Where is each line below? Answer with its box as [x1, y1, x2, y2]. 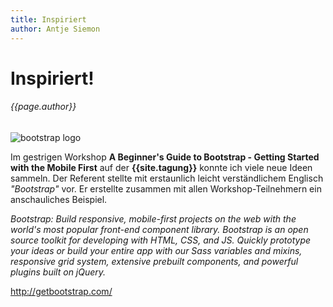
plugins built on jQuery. [10, 266, 107, 278]
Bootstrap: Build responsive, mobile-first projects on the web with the [10, 212, 297, 225]
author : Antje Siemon [10, 24, 101, 34]
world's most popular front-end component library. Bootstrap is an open [10, 223, 309, 235]
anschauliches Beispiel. [10, 193, 108, 205]
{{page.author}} [10, 101, 77, 113]
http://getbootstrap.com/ [10, 285, 113, 297]
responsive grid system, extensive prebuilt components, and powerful [10, 255, 299, 267]
